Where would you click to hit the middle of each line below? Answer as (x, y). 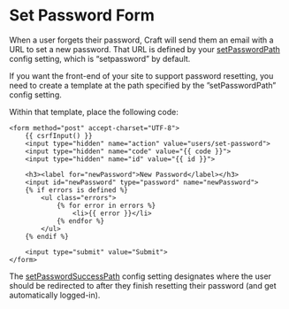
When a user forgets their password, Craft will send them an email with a (141, 40)
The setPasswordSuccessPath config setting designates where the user (141, 276)
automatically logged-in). (55, 295)
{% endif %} (47, 236)
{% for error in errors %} (106, 205)
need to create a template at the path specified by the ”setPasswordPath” (143, 85)
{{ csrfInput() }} (59, 135)
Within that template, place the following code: (94, 112)
